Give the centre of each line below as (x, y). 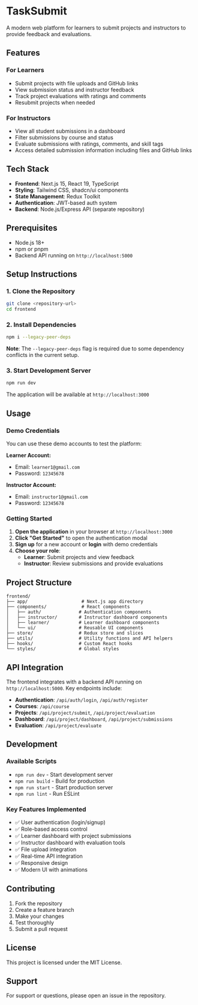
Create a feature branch (44, 909)
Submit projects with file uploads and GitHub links (76, 83)
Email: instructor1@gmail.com (51, 496)
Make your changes (39, 916)
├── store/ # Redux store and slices (75, 633)
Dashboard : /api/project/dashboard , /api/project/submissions (94, 719)
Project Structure (39, 582)
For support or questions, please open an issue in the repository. (86, 995)
